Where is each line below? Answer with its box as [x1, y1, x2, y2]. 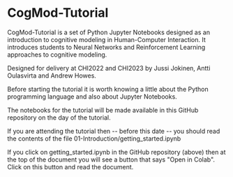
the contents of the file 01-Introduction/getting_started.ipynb [7, 134, 181, 143]
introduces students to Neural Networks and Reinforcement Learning [7, 43, 206, 51]
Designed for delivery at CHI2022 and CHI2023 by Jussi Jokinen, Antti [7, 64, 211, 72]
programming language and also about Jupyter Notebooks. [7, 92, 178, 101]
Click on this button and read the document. [7, 162, 134, 171]
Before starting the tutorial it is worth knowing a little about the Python [7, 85, 209, 93]
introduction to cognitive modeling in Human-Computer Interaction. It [7, 35, 206, 43]
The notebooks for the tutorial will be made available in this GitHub [7, 106, 199, 114]
